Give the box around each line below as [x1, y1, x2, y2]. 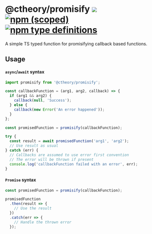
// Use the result [14, 206, 52, 211]
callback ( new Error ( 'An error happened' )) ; [14, 107, 105, 112]
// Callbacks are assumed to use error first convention [9, 152, 129, 157]
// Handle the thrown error [14, 220, 72, 225]
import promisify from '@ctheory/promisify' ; [5, 80, 100, 85]
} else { [9, 103, 28, 108]
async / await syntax [5, 69, 44, 75]
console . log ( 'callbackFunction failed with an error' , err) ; [9, 161, 138, 166]
